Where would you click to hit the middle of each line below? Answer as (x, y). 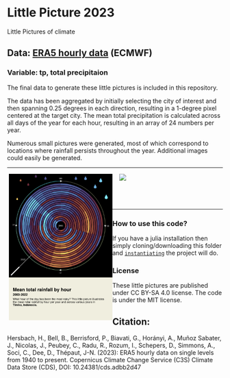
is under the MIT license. (147, 300)
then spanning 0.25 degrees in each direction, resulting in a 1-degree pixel (112, 108)
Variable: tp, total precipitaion (57, 73)
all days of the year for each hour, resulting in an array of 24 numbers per (111, 123)
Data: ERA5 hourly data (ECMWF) (80, 53)
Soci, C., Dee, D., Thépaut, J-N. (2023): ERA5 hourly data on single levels (111, 353)
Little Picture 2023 (61, 13)
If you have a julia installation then (160, 238)
